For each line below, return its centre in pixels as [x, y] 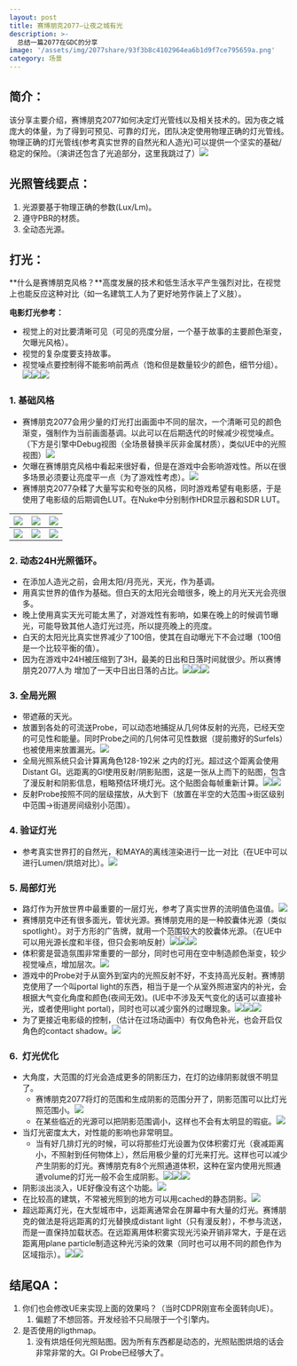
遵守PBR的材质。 [53, 217]
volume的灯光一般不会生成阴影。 [103, 1177]
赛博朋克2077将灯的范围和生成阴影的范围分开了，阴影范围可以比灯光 [161, 1099]
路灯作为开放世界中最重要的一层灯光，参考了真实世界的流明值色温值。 [150, 908]
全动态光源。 [45, 229]
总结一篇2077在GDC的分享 [58, 42]
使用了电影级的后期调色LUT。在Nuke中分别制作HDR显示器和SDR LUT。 [153, 499]
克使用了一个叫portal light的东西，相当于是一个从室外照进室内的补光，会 [154, 986]
